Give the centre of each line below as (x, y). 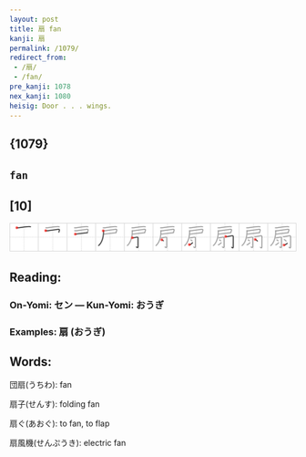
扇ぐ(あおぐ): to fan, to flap (60, 423)
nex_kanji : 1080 (40, 96)
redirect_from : (38, 58)
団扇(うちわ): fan (41, 385)
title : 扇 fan (36, 29)
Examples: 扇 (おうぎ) (58, 331)
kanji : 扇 (27, 38)
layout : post (34, 19)
